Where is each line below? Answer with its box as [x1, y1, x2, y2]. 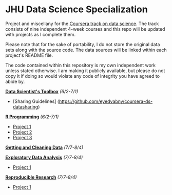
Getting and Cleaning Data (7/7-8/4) [5, 144, 84, 150]
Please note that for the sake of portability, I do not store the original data [5, 41, 160, 47]
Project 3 [12, 134, 32, 140]
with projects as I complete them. [5, 31, 76, 37]
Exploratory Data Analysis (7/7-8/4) [5, 154, 83, 160]
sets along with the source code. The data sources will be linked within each [5, 47, 167, 53]
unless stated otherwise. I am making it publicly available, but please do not [5, 68, 165, 74]
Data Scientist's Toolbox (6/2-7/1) [5, 88, 79, 94]
